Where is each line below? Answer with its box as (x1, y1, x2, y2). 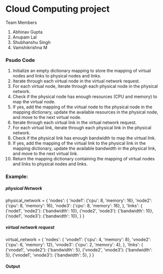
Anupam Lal (12, 34, 37, 40)
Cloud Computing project (5, 3, 110, 15)
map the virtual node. (12, 99, 55, 105)
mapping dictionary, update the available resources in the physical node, (12, 109, 159, 115)
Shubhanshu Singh (12, 39, 51, 45)
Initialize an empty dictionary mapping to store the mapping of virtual (12, 68, 151, 74)
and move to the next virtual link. (12, 151, 78, 157)
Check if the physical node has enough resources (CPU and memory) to (12, 94, 158, 99)
